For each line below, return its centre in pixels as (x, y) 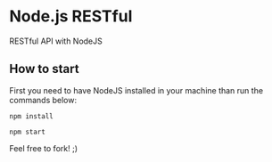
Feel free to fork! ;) (44, 148)
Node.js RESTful (71, 16)
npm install (31, 116)
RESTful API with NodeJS (56, 41)
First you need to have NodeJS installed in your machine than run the (136, 90)
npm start (28, 132)
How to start (44, 69)
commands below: (43, 100)
